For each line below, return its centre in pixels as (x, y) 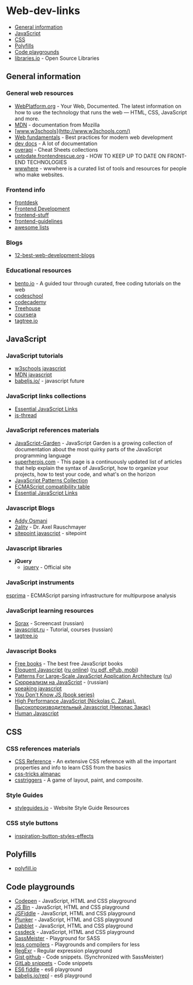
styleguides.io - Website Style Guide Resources (72, 808)
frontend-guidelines (39, 221)
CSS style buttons (32, 823)
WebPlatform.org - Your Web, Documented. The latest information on (98, 106)
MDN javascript (33, 375)
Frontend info (26, 190)
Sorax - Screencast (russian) (49, 623)
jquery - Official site (47, 567)
